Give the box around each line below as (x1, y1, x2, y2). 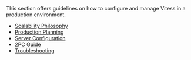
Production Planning (14, 29, 64, 36)
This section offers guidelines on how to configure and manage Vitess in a (6, 5, 186, 12)
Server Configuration (14, 35, 66, 41)
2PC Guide (14, 41, 41, 48)
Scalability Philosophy (14, 23, 69, 29)
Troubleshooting (14, 47, 55, 54)
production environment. (6, 11, 66, 18)
